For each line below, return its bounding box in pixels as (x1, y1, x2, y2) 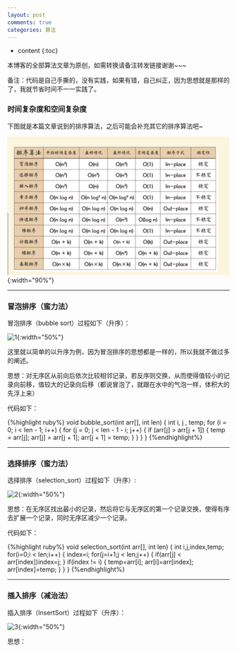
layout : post (7, 11, 46, 18)
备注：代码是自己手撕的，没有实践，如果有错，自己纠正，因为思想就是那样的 (7, 76, 230, 85)
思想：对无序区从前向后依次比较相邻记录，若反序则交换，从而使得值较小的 (7, 371, 224, 379)
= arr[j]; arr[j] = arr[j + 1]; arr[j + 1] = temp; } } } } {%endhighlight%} (7, 433, 203, 441)
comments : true (7, 18, 52, 26)
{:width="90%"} (7, 275, 55, 284)
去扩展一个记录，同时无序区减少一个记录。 (7, 514, 131, 522)
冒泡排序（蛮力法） (7, 301, 73, 311)
